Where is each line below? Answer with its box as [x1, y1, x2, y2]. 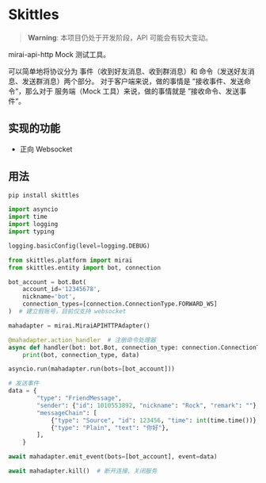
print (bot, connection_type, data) [22, 351, 140, 358]
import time [8, 213, 47, 221]
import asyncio [8, 205, 59, 213]
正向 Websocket [19, 144, 73, 154]
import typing [8, 228, 55, 236]
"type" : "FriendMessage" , [36, 394, 123, 402]
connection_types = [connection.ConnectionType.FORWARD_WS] [22, 300, 218, 309]
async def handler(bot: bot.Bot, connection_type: [8, 343, 179, 351]
